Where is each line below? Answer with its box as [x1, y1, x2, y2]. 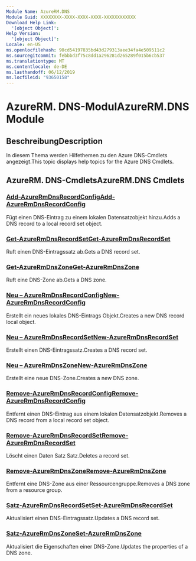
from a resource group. [6, 487, 63, 494]
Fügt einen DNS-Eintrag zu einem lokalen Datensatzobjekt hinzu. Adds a [6, 213, 181, 220]
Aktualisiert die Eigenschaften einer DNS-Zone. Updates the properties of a [6, 543, 188, 550]
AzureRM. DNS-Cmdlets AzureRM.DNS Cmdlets [6, 175, 185, 185]
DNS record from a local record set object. [6, 416, 109, 423]
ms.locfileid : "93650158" [6, 74, 70, 80]
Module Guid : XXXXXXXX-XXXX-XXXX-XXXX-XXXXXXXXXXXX [6, 14, 136, 20]
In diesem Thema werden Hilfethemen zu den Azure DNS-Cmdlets [6, 152, 168, 159]
